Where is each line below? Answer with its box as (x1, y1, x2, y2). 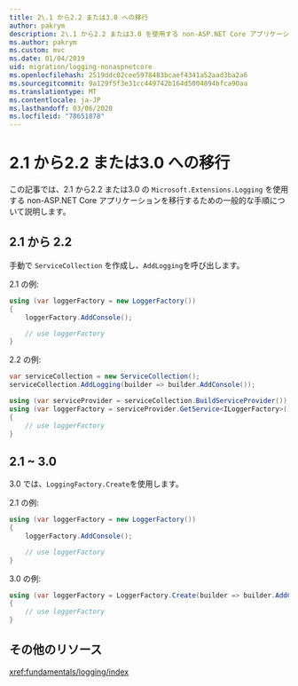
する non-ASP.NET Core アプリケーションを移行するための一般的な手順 (9, 195, 271, 206)
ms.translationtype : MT (9, 87, 98, 96)
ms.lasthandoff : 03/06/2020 (9, 104, 114, 113)
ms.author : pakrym (9, 37, 77, 47)
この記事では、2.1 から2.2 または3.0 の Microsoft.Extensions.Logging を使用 (9, 184, 289, 195)
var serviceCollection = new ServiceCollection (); (9, 372, 200, 382)
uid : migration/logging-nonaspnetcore (9, 63, 153, 72)
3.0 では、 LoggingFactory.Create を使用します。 (9, 478, 184, 489)
